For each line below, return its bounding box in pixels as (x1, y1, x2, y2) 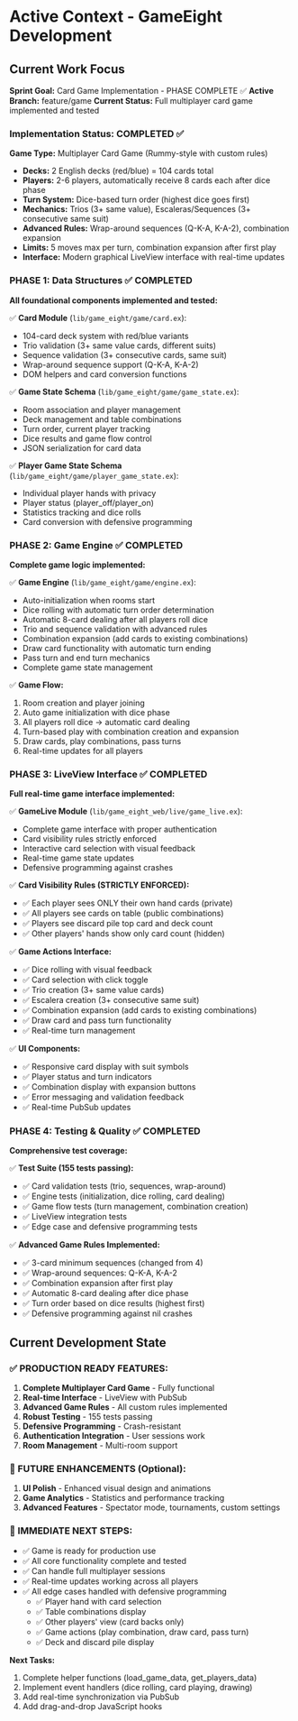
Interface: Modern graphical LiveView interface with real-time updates (22, 252, 285, 262)
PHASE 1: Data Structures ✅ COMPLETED (9, 274, 193, 287)
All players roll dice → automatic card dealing (22, 716, 191, 727)
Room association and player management (22, 404, 181, 415)
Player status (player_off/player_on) (22, 497, 155, 508)
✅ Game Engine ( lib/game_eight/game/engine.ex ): (9, 576, 196, 587)
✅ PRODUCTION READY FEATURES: (9, 1362, 168, 1375)
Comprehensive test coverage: (9, 1146, 128, 1156)
